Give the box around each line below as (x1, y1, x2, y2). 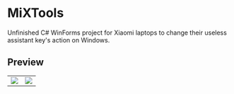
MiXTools (7, 5, 64, 21)
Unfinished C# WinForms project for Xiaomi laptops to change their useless (7, 28, 228, 37)
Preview (7, 57, 45, 69)
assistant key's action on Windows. (7, 35, 110, 44)
